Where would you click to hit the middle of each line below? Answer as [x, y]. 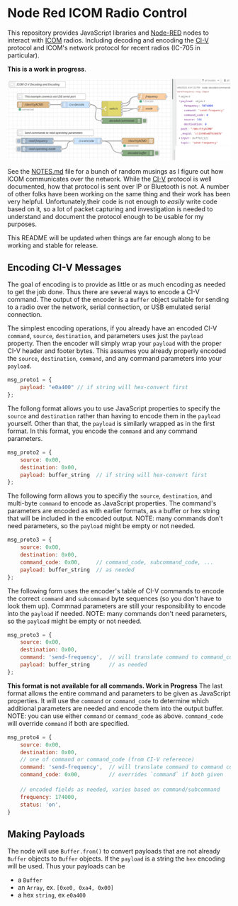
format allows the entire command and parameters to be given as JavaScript [119, 693]
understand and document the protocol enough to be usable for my [106, 216]
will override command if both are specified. [68, 723]
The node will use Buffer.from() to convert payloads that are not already [114, 851]
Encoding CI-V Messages [64, 267]
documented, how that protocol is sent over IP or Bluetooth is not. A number [118, 186]
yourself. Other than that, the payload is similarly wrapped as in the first [111, 423]
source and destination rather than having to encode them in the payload [114, 415]
